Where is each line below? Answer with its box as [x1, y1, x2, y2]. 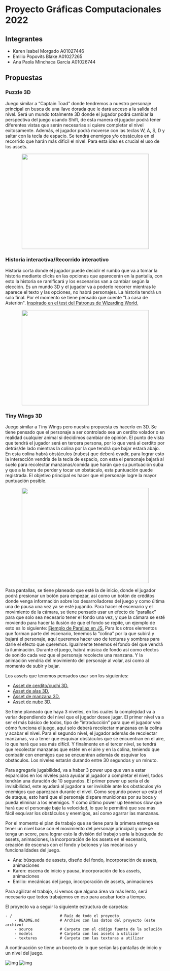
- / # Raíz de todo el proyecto [5, 914, 119, 919]
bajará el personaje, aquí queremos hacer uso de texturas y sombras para [5, 636, 160, 642]
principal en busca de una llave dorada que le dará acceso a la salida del [5, 106, 157, 112]
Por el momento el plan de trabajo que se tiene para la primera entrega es [5, 820, 160, 826]
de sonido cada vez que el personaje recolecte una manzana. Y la [5, 652, 143, 659]
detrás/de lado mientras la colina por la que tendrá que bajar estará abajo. [5, 446, 160, 452]
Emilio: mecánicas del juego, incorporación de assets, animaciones [12, 879, 153, 885]
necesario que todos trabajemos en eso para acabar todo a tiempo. [5, 894, 146, 900]
